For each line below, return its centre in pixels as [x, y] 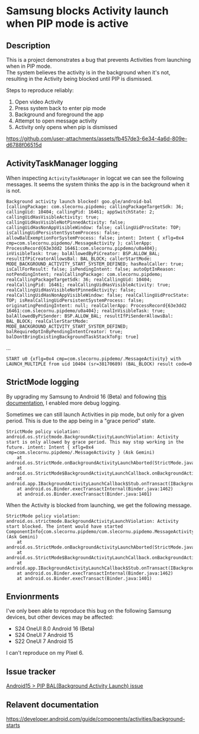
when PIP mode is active [67, 23]
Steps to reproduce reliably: [40, 90]
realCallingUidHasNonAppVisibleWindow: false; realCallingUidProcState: [98, 295]
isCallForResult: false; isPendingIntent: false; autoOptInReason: [91, 269]
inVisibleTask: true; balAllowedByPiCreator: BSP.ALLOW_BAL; [83, 253]
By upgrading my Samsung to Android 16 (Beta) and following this [86, 396]
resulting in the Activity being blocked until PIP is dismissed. [79, 79]
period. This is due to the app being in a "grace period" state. [81, 421]
